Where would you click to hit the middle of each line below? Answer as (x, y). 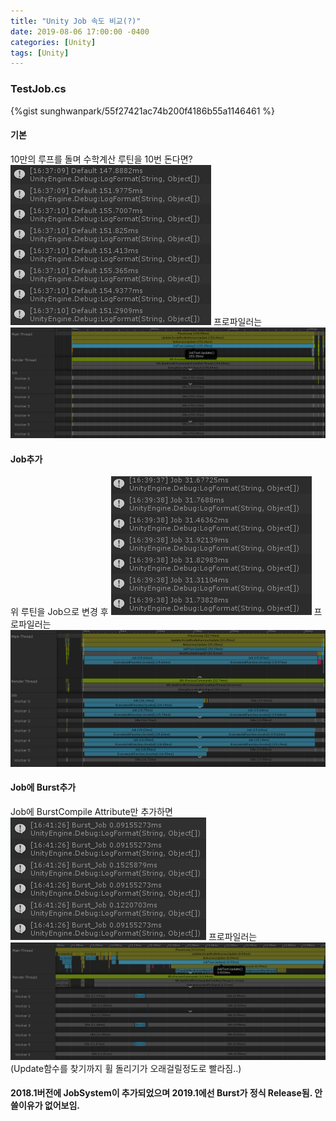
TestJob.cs (38, 89)
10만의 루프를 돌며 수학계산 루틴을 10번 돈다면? (101, 159)
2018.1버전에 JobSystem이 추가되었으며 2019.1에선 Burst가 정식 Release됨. (161, 1093)
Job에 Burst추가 (43, 787)
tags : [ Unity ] (40, 53)
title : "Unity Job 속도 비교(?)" (76, 21)
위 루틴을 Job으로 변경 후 (59, 612)
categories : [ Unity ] (53, 42)
